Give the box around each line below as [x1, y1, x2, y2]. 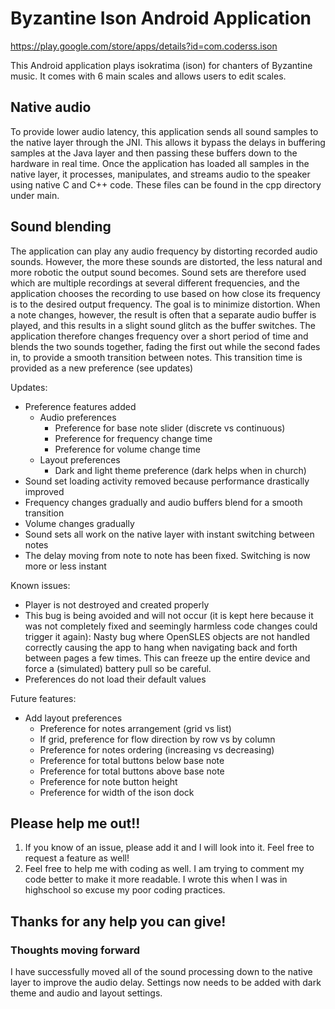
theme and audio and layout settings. [10, 987, 163, 999]
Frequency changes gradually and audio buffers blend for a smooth [24, 496, 303, 508]
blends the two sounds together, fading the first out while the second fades [10, 340, 321, 352]
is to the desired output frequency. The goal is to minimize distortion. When [10, 298, 321, 310]
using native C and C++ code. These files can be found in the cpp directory [10, 178, 322, 191]
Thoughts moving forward [10, 943, 140, 957]
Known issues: [10, 579, 71, 591]
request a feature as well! [24, 852, 130, 864]
